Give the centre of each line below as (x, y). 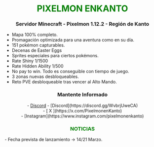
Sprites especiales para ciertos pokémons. (55, 56)
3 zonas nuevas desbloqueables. (45, 76)
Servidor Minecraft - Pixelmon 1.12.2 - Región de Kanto (82, 24)
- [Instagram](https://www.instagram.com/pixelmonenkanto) (82, 116)
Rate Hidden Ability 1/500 (38, 66)
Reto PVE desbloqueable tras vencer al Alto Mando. (64, 82)
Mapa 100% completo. (35, 35)
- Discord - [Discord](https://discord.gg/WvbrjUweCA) (82, 105)
